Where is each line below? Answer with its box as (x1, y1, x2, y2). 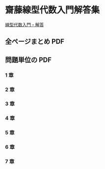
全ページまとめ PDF (5, 37, 65, 46)
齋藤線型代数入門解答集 (5, 4, 100, 16)
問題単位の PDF (5, 56, 52, 64)
